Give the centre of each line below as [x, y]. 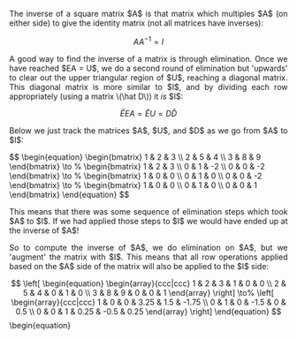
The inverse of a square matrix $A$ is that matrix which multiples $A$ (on [148, 14]
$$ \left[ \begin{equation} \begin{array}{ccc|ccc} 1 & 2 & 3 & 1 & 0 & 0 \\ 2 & [148, 283]
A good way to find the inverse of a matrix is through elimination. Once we [148, 58]
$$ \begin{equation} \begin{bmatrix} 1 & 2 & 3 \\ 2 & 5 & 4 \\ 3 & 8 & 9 [135, 157]
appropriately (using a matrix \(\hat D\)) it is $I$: [96, 96]
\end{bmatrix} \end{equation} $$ [69, 194]
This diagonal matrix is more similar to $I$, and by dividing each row [148, 87]
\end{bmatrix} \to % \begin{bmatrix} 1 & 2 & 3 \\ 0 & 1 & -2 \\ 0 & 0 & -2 [137, 166]
